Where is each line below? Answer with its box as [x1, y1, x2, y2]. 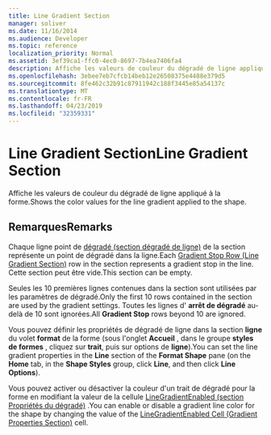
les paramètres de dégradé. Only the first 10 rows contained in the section [8, 292, 252, 302]
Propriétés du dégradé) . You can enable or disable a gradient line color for [8, 400, 256, 410]
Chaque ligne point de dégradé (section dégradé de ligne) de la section [8, 242, 246, 251]
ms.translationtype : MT [8, 87, 89, 95]
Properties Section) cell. [8, 417, 89, 427]
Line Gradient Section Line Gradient [8, 145, 248, 163]
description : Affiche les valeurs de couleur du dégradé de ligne [8, 65, 236, 73]
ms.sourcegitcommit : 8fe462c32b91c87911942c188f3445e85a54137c [8, 79, 226, 87]
